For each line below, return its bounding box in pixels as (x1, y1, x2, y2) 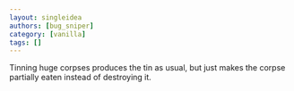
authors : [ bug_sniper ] (9, 21, 94, 30)
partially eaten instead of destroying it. (9, 72, 152, 83)
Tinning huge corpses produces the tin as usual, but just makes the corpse (9, 62, 286, 73)
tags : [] (9, 37, 42, 47)
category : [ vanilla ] (9, 29, 87, 38)
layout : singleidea (9, 12, 82, 22)
